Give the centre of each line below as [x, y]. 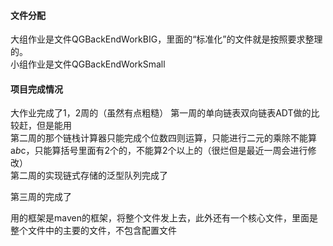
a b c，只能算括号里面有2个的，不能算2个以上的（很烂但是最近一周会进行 [159, 151]
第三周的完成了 [41, 197]
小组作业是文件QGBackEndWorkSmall [88, 64]
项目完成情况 [36, 89]
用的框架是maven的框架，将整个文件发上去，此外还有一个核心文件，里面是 [164, 218]
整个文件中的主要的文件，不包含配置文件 [93, 231]
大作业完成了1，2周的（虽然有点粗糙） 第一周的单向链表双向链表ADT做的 [161, 113]
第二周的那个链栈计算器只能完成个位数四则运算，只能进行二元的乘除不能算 [163, 138]
